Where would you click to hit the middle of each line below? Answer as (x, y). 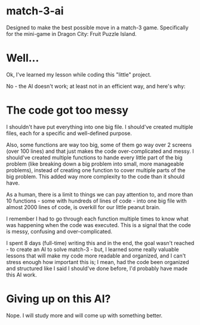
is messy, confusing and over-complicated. (59, 231)
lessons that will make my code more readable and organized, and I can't (96, 256)
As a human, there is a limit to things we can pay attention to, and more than (100, 194)
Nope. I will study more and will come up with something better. (84, 315)
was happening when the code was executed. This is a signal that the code (99, 225)
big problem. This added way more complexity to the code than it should (96, 176)
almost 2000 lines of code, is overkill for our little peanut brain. (83, 207)
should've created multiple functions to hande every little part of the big (95, 157)
